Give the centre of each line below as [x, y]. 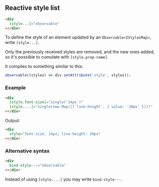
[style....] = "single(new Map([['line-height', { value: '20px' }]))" [81, 107]
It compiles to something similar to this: [44, 66]
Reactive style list [32, 8]
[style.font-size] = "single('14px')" [46, 102]
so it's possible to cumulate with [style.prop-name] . [57, 57]
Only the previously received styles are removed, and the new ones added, [80, 52]
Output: [13, 121]
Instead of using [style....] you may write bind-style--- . [64, 179]
